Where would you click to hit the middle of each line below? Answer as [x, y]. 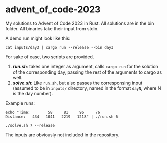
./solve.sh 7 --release [30, 125]
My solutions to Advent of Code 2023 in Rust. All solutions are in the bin [80, 23]
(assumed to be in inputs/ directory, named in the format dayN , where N [87, 88]
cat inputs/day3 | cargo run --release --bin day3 [59, 47]
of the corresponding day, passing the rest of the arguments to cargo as [87, 72]
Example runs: [20, 103]
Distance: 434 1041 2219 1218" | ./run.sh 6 [62, 117]
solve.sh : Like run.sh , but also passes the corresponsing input [77, 83]
